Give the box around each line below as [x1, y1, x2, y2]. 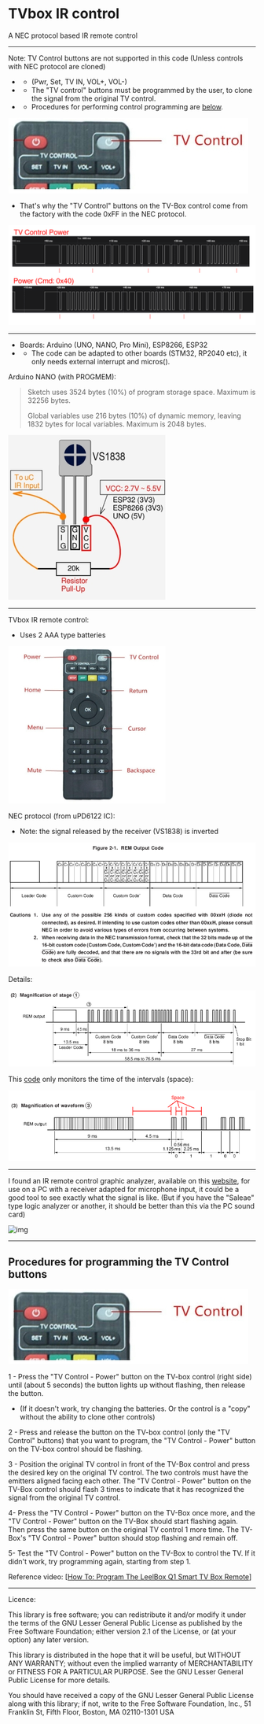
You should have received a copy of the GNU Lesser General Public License [8, 1690, 254, 1700]
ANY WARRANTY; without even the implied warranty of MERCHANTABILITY [8, 1658, 254, 1668]
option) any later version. [8, 1634, 89, 1645]
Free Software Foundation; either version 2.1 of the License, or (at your [8, 1626, 236, 1636]
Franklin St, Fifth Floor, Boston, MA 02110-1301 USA [8, 1707, 174, 1716]
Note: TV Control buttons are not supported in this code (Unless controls [8, 53, 244, 63]
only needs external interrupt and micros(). [31, 357, 170, 367]
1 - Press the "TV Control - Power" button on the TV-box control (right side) [8, 1371, 253, 1381]
